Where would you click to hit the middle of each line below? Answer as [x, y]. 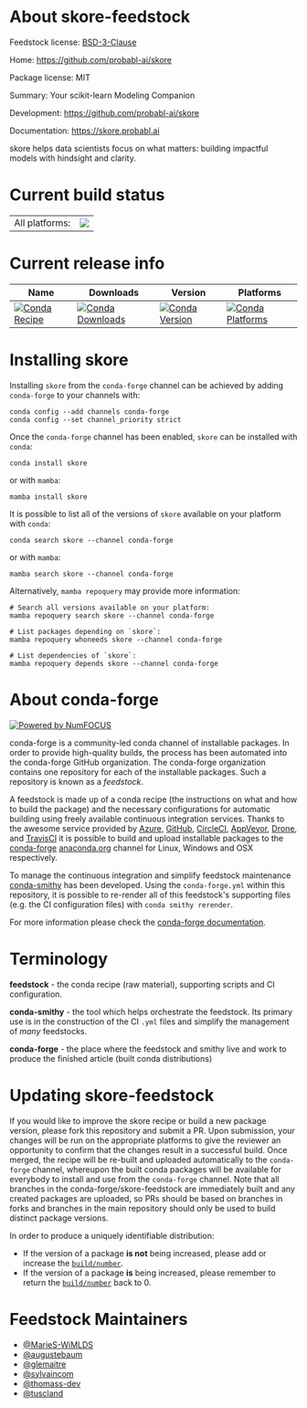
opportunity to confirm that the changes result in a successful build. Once [148, 1149]
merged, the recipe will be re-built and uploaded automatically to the [138, 1159]
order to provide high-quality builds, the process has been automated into [148, 752]
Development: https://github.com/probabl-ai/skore [104, 112]
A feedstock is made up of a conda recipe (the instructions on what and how [153, 799]
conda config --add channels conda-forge [90, 412]
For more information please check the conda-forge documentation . [138, 922]
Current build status [87, 195]
